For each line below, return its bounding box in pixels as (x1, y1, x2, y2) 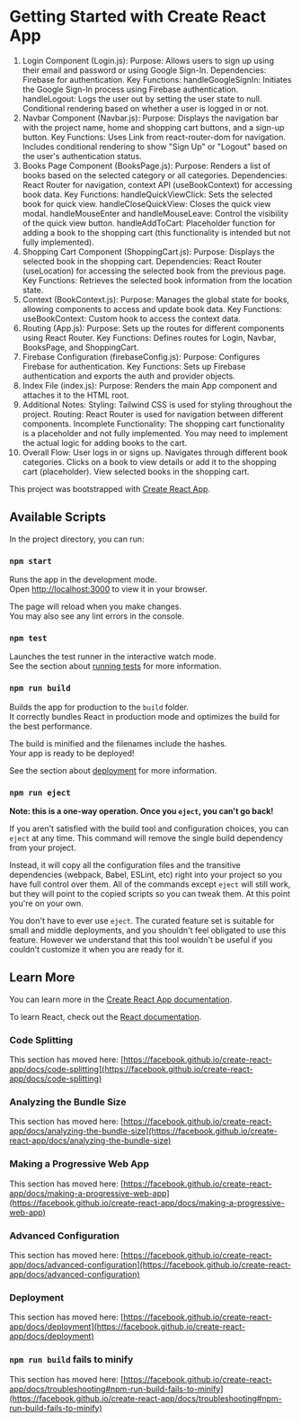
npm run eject (9, 787, 71, 798)
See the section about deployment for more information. (9, 765, 217, 775)
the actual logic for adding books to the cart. (22, 437, 188, 448)
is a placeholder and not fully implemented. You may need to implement (22, 427, 288, 438)
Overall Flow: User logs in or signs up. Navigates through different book (22, 447, 288, 458)
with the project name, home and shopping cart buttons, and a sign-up (22, 121, 285, 132)
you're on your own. (9, 898, 84, 908)
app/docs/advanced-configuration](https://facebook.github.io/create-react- (9, 1259, 292, 1270)
